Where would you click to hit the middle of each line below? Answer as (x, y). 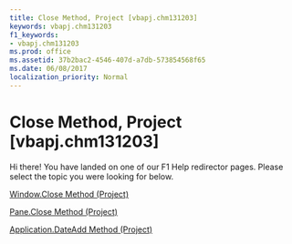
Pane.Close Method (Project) (64, 211)
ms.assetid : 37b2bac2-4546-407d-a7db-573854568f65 (108, 60)
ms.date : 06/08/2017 (49, 69)
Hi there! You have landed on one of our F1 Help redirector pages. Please (146, 167)
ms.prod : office (40, 52)
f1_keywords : (34, 35)
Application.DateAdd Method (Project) (81, 229)
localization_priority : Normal (69, 77)
